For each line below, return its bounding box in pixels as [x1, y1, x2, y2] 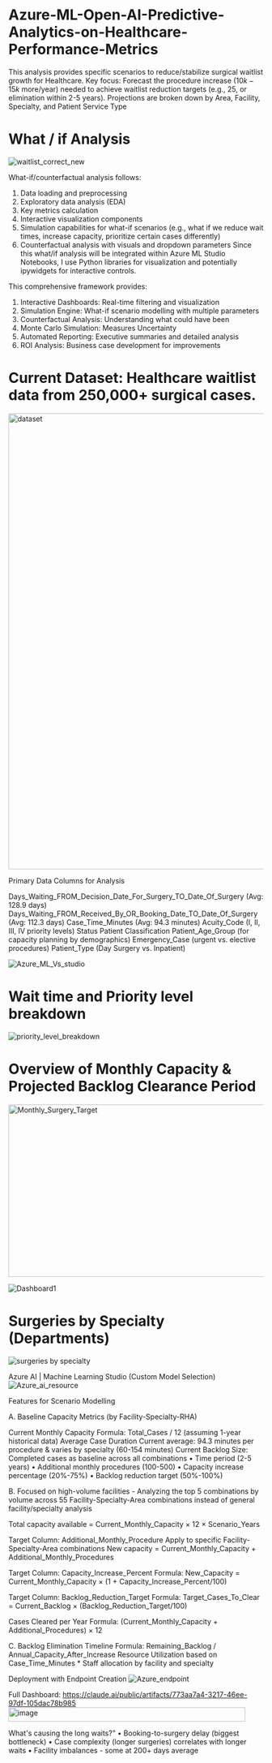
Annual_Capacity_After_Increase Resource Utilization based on [8, 1649, 218, 1659]
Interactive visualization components [19, 213, 143, 224]
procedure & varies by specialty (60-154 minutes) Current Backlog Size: [8, 1444, 249, 1454]
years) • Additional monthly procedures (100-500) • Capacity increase [8, 1462, 244, 1472]
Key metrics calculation [19, 205, 99, 215]
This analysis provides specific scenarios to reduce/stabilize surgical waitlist [8, 67, 264, 76]
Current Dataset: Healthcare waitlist [8, 369, 257, 387]
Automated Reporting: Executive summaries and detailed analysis [19, 331, 240, 342]
